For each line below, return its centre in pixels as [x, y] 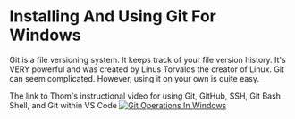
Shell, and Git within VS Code [63, 105]
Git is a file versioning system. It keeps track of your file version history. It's [147, 59]
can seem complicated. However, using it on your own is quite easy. [135, 78]
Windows [45, 35]
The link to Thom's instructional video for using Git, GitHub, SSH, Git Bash [145, 96]
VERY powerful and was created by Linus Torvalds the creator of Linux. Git [147, 69]
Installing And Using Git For [113, 16]
